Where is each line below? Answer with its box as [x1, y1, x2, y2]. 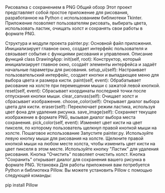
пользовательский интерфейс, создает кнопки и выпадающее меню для [5, 72, 160, 78]
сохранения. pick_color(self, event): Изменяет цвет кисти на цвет [5, 119, 143, 125]
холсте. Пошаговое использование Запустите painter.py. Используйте [5, 130, 154, 136]
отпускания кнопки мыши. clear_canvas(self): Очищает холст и [5, 93, 138, 99]
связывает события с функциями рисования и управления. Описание [5, 51, 153, 57]
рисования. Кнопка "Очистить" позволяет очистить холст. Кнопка [5, 151, 146, 157]
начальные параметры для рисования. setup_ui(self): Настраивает [5, 67, 146, 73]
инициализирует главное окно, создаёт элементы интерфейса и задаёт [5, 62, 157, 67]
